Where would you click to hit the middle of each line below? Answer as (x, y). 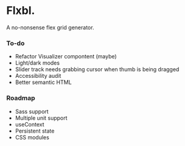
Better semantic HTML (43, 82)
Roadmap (21, 98)
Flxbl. (21, 11)
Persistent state (35, 131)
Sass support (32, 111)
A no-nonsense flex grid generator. (50, 27)
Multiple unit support (41, 118)
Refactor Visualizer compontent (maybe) (66, 57)
